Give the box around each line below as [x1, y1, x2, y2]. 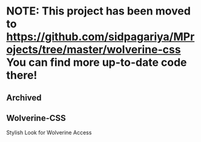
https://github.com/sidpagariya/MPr [6, 30, 195, 44]
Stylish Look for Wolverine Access [6, 129, 92, 137]
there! [6, 68, 38, 82]
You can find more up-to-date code [6, 56, 187, 69]
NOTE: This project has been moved [6, 4, 191, 18]
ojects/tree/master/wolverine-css [6, 43, 181, 57]
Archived [6, 92, 42, 103]
